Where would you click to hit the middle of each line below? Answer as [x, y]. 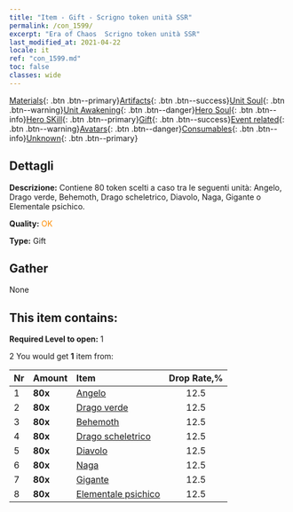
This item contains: [63, 317]
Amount [50, 378]
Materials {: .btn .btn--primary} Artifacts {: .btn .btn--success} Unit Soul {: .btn [147, 100]
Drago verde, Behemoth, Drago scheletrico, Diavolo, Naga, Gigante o [135, 197]
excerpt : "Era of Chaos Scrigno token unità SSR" [105, 34]
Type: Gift [28, 240]
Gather [29, 268]
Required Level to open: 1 [56, 339]
